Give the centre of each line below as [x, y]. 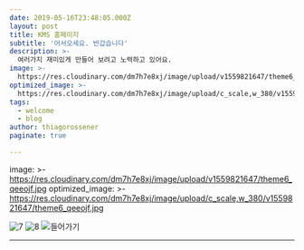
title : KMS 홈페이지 [44, 34]
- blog [30, 119]
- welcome [36, 111]
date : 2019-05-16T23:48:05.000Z [70, 18]
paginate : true [38, 136]
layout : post [34, 26]
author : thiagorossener [54, 128]
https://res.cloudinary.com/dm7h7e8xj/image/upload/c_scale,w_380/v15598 [151, 198]
